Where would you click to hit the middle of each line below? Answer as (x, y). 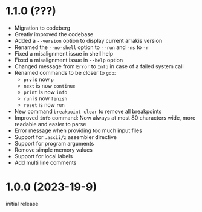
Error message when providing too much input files (78, 130)
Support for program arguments (54, 143)
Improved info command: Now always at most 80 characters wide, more (105, 117)
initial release (22, 204)
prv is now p (38, 79)
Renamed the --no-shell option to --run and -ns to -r (81, 47)
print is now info (45, 92)
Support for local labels (44, 156)
